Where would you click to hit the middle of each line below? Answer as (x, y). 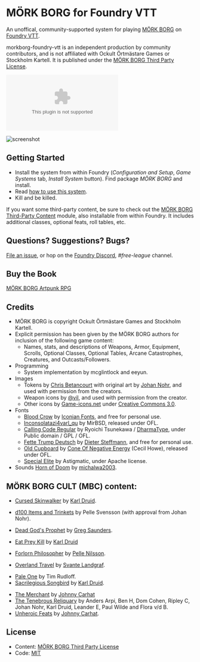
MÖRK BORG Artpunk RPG (39, 288)
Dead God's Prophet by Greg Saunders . (64, 530)
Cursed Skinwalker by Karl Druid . (56, 501)
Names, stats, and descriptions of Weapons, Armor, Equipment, (102, 347)
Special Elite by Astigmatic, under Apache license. (85, 461)
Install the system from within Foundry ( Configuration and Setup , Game (103, 172)
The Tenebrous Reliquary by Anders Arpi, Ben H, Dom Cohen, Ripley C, (102, 601)
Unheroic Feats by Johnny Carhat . (57, 613)
